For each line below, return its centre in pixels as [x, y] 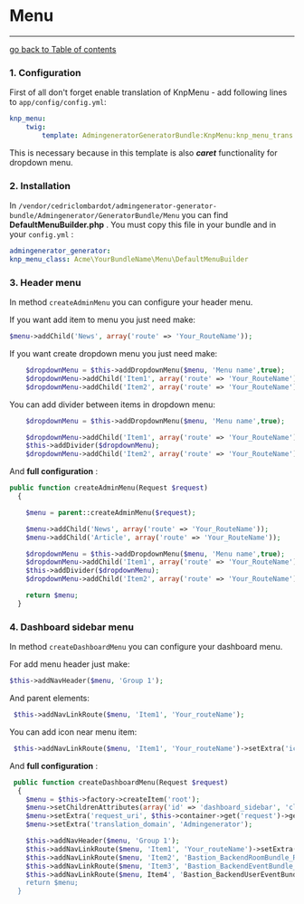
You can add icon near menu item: [73, 732]
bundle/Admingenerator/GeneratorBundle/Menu [95, 216]
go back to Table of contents [63, 49]
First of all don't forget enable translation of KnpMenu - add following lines [148, 92]
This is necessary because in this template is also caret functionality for [143, 152]
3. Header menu [45, 282]
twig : [36, 128]
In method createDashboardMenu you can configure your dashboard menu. [146, 647]
